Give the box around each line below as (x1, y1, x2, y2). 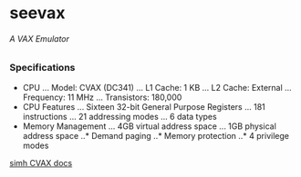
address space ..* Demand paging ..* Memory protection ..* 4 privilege (22, 130, 290, 141)
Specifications (9, 62, 76, 74)
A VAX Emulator (9, 33, 70, 44)
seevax (9, 3, 66, 24)
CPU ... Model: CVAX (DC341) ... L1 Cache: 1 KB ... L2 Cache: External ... (22, 82, 292, 93)
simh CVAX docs (9, 157, 73, 168)
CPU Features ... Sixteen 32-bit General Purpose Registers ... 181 (22, 101, 266, 112)
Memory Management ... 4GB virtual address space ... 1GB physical (22, 121, 276, 132)
